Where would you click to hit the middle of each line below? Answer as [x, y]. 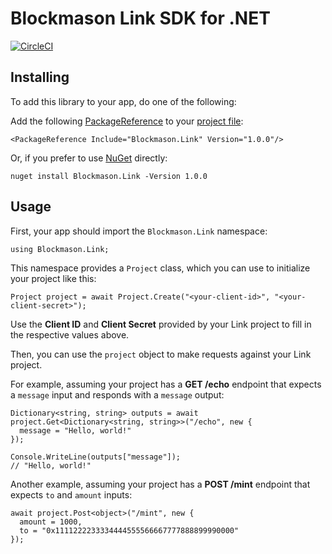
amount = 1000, [51, 522]
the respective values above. [70, 334]
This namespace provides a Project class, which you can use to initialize [160, 268]
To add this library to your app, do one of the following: [123, 101]
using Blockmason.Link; [60, 249]
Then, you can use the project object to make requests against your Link [161, 354]
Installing [40, 77]
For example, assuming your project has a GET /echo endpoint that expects [166, 384]
